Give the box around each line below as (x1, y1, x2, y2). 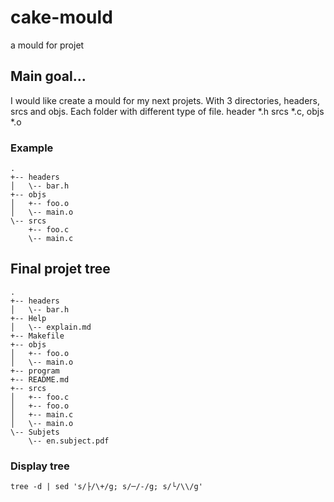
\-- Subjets (10, 427, 60, 437)
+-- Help (10, 313, 47, 323)
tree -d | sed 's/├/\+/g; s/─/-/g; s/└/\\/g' (10, 482, 203, 492)
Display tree (10, 459, 70, 473)
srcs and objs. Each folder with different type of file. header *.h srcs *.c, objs (10, 105, 325, 117)
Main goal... (10, 68, 87, 85)
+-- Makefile (10, 331, 65, 341)
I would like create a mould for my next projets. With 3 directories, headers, (10, 94, 321, 106)
